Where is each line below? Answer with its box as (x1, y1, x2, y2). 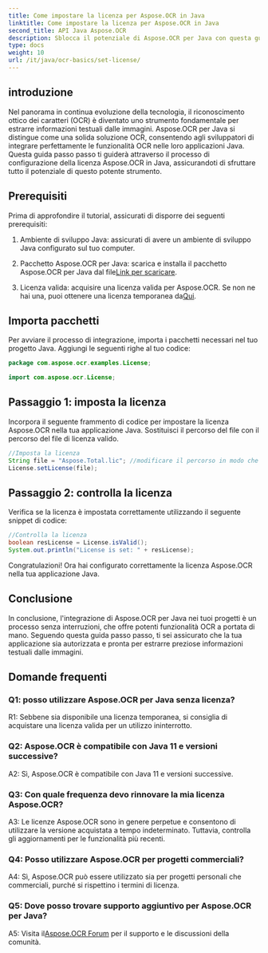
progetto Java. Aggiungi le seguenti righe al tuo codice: (8, 344, 191, 354)
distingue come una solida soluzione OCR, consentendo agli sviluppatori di (8, 132, 254, 142)
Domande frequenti (8, 670, 108, 684)
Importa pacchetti (8, 314, 100, 327)
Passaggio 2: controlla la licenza (8, 486, 173, 500)
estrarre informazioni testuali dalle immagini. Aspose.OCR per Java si (8, 124, 235, 133)
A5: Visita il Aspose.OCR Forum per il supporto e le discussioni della (8, 928, 230, 938)
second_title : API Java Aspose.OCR (8, 26, 127, 34)
